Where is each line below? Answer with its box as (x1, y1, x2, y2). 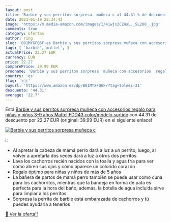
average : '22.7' (5, 92, 40, 98)
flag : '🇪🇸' (5, 78, 31, 83)
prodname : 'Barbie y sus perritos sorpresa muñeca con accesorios (5, 69, 152, 74)
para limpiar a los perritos (12, 191, 67, 197)
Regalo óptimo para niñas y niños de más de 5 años (12, 169, 121, 175)
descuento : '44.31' (5, 87, 47, 93)
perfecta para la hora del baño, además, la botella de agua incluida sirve (12, 185, 164, 191)
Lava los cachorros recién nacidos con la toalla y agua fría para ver (12, 158, 154, 164)
